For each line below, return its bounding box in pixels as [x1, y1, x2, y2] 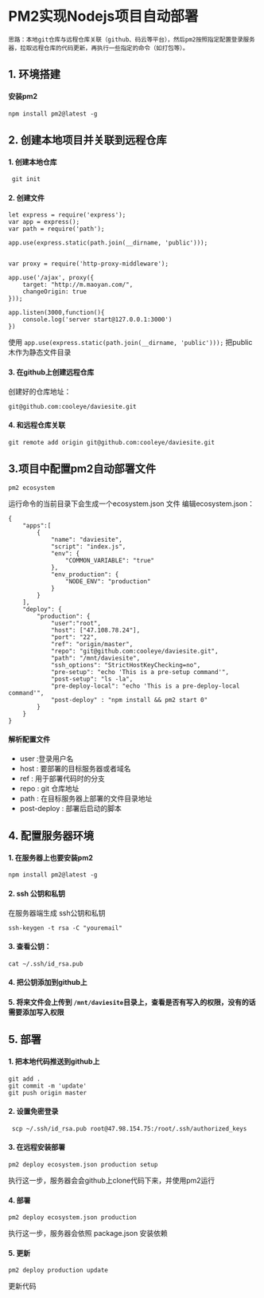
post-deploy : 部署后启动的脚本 [19, 803, 122, 813]
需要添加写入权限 [8, 1007, 64, 1017]
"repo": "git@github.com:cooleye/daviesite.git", [50, 647, 219, 655]
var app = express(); [8, 218, 80, 226]
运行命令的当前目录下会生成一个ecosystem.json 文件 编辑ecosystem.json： [8, 499, 254, 508]
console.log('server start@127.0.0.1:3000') [22, 316, 173, 324]
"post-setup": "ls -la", [50, 675, 134, 683]
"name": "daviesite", [50, 535, 123, 543]
